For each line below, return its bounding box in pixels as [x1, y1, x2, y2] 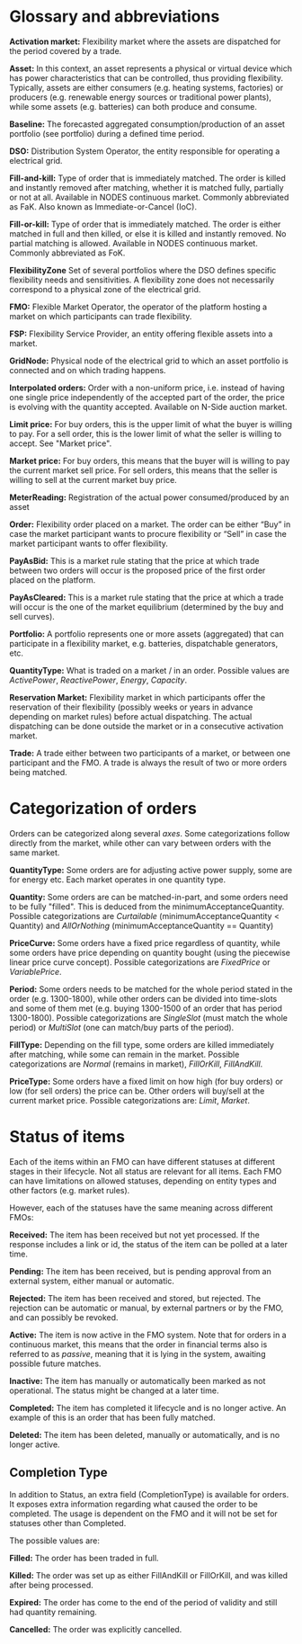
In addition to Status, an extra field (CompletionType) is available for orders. [9, 1488, 289, 1499]
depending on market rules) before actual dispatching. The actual [9, 710, 253, 721]
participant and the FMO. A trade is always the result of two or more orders [9, 757, 288, 768]
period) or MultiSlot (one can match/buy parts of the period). [9, 1022, 235, 1032]
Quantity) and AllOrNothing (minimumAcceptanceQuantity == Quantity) [9, 920, 274, 931]
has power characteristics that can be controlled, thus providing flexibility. [9, 72, 283, 83]
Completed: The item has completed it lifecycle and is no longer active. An [9, 1402, 287, 1413]
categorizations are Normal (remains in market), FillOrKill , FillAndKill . [9, 1059, 263, 1069]
